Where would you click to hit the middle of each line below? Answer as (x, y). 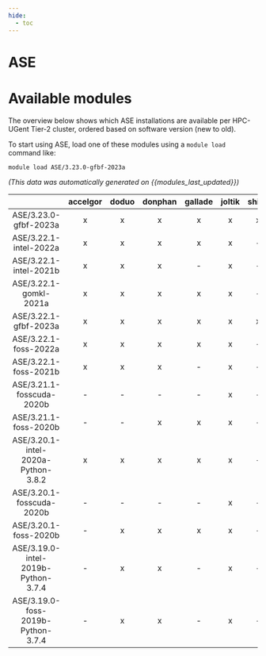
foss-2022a (36, 348)
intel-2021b (36, 270)
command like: (32, 152)
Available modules (70, 98)
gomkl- (36, 293)
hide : (17, 15)
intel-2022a (36, 247)
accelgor (85, 201)
